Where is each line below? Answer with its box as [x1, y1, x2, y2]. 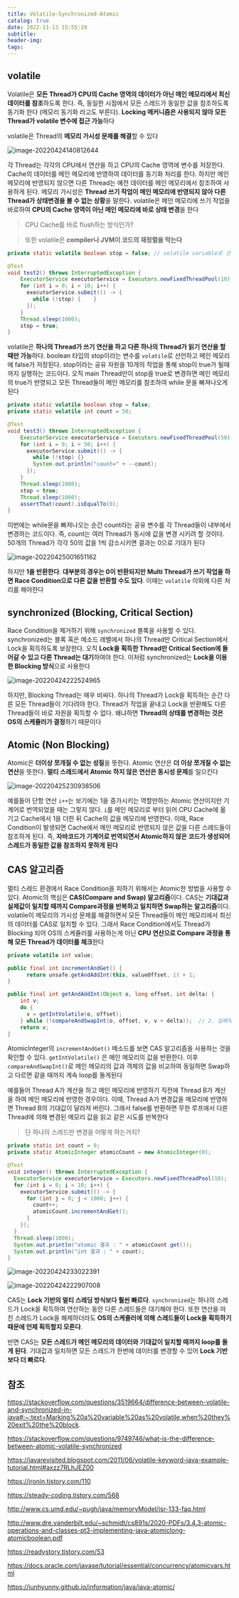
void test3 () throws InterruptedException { [7, 427, 142, 435]
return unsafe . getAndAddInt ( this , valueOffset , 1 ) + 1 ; [26, 971, 196, 979]
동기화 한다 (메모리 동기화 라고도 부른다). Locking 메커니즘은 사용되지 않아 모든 [7, 108, 226, 116]
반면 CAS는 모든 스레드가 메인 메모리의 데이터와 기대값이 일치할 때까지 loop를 [7, 1338, 221, 1346]
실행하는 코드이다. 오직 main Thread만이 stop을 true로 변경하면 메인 [20, 369, 211, 378]
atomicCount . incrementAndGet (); [33, 1208, 129, 1215]
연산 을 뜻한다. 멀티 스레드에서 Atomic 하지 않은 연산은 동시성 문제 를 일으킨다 [7, 767, 218, 775]
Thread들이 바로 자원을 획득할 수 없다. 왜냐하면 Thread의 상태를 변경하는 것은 [7, 708, 224, 717]
